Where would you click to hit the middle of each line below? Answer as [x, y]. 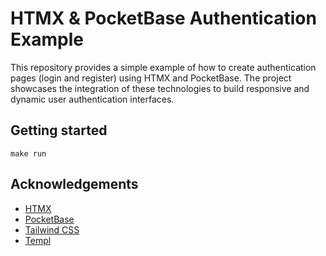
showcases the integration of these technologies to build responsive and [160, 88]
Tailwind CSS [52, 229]
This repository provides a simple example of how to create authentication [163, 67]
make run [28, 153]
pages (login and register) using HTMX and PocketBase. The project [151, 78]
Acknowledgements [74, 184]
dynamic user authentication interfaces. [92, 99]
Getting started [59, 130]
